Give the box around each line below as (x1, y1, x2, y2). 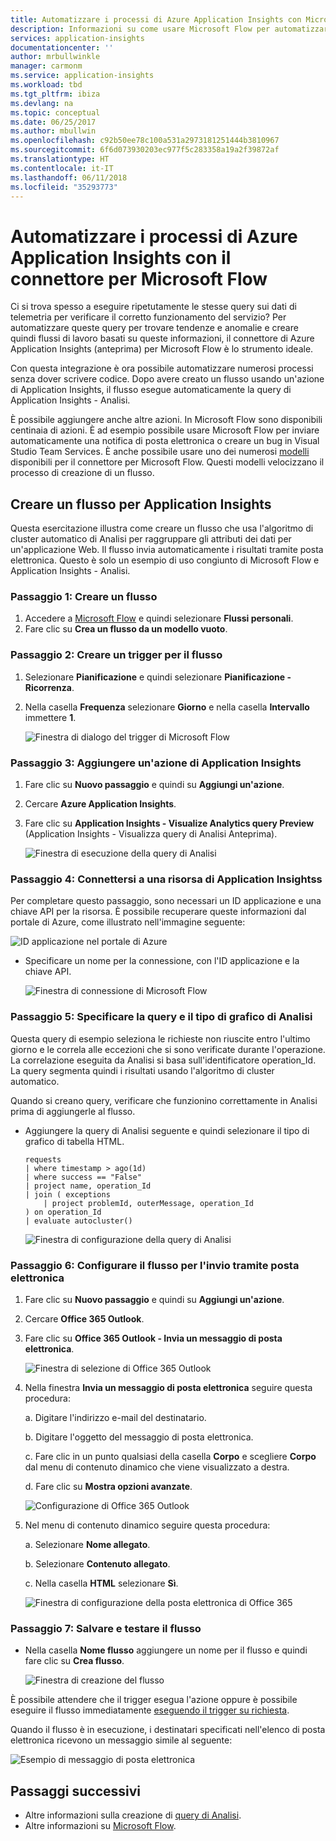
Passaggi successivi (10, 1782, 142, 1800)
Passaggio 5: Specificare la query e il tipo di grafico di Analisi (10, 1010, 313, 1024)
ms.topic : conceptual (10, 107, 101, 118)
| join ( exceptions (24, 1189, 111, 1200)
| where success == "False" (24, 1172, 142, 1182)
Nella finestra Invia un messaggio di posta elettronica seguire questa (24, 1381, 313, 1393)
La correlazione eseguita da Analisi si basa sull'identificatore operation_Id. (10, 1054, 317, 1066)
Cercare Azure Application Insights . (24, 798, 177, 810)
